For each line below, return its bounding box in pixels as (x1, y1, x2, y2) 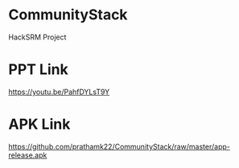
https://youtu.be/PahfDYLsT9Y (8, 87, 110, 96)
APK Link (8, 115, 71, 133)
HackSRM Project (8, 32, 67, 42)
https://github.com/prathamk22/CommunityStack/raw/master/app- (8, 141, 231, 151)
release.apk (8, 150, 47, 160)
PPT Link (8, 60, 68, 79)
